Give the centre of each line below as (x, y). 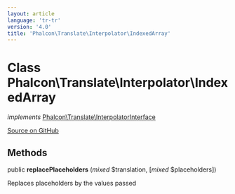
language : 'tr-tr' (34, 20)
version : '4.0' (29, 27)
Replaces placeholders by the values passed (72, 183)
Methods (27, 152)
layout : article (31, 14)
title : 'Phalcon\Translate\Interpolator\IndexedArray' (89, 33)
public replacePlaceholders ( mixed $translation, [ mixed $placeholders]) (112, 169)
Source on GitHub (33, 131)
